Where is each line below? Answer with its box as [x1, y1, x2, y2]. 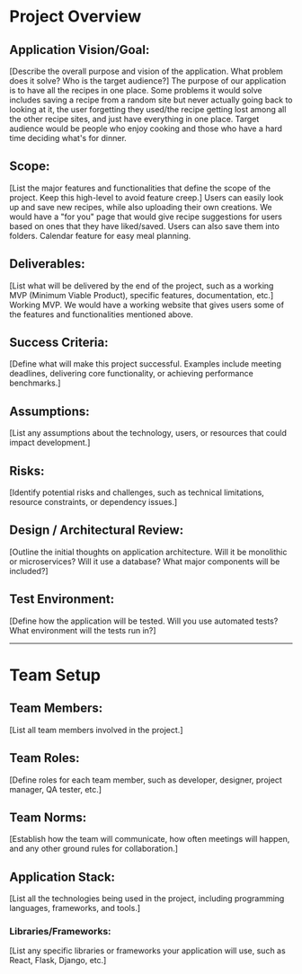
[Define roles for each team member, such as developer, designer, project [9, 775, 283, 785]
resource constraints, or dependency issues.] [9, 497, 178, 508]
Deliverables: [9, 256, 85, 271]
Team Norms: [9, 810, 87, 825]
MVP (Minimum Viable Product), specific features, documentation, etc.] [9, 289, 274, 300]
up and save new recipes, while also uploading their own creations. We [9, 201, 272, 212]
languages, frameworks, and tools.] [9, 903, 141, 914]
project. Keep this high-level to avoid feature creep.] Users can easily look [9, 191, 284, 203]
